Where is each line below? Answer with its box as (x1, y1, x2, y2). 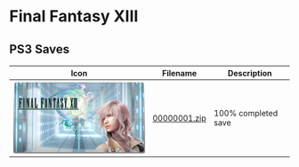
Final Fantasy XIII (9, 6, 139, 27)
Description (227, 68, 272, 78)
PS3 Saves (9, 42, 69, 57)
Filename (161, 68, 198, 78)
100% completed (213, 108, 279, 119)
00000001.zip (152, 113, 206, 123)
